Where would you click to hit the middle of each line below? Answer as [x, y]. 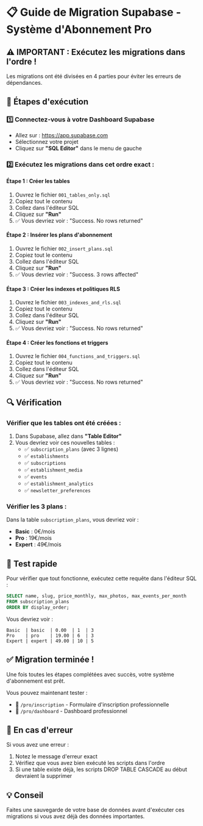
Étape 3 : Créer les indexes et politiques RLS [63, 289]
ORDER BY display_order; [38, 607]
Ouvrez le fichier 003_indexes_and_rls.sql [68, 303]
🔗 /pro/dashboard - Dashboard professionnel [71, 711]
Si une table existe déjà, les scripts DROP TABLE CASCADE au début [101, 769]
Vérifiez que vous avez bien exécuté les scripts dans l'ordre [90, 763]
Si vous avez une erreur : [37, 745]
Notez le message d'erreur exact [56, 756]
